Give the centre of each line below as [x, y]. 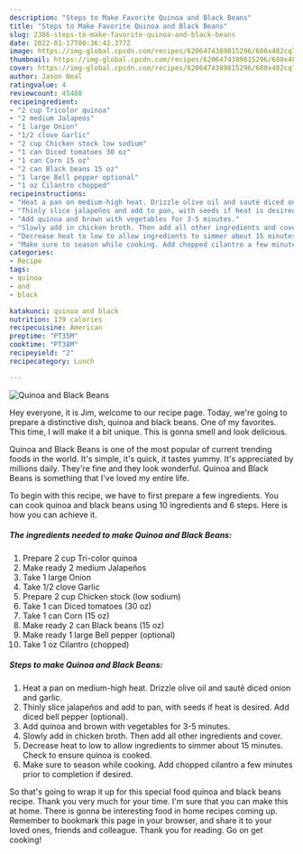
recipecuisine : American [56, 328]
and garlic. [42, 697]
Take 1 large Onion [57, 577]
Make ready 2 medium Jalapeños [84, 567]
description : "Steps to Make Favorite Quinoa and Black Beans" [131, 18]
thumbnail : [30, 60]
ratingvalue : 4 [38, 85]
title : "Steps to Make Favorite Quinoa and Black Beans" [119, 26]
